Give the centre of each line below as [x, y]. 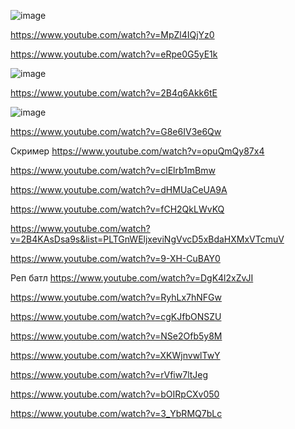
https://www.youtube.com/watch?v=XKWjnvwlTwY [115, 355]
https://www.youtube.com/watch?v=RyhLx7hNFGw [116, 297]
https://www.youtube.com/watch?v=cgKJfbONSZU [116, 316]
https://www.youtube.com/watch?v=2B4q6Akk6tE [114, 93]
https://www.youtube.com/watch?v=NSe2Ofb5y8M [116, 336]
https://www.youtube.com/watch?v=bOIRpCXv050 [115, 394]
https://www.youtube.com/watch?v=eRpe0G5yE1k [114, 54]
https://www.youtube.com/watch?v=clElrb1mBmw [113, 170]
